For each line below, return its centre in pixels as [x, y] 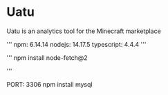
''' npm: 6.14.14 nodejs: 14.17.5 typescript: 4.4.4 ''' [76, 44]
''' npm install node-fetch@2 [47, 57]
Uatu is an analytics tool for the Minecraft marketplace [84, 31]
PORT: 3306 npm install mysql [49, 84]
